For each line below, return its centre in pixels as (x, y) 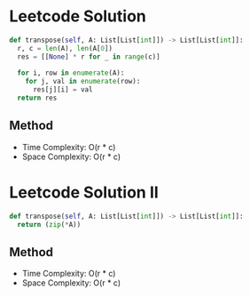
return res (37, 98)
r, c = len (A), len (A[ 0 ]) (65, 48)
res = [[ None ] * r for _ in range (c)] (89, 56)
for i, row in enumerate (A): (71, 73)
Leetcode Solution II (84, 192)
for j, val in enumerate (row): (83, 82)
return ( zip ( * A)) (49, 224)
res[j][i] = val (62, 90)
